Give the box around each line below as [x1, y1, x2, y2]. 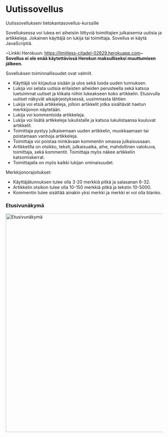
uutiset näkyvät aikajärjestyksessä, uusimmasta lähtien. [12, 96, 127, 102]
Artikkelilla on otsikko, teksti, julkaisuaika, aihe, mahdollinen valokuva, [12, 143, 157, 149]
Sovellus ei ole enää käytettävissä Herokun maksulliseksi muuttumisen [5, 55, 156, 61]
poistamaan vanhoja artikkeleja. [12, 133, 78, 139]
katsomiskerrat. [12, 154, 45, 160]
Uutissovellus [5, 3, 64, 15]
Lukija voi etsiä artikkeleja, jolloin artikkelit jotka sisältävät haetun [12, 101, 146, 107]
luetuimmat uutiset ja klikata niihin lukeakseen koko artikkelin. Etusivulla [12, 90, 160, 96]
